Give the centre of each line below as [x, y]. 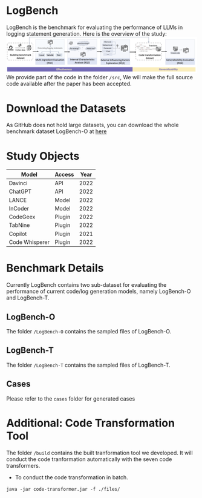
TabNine [19, 225]
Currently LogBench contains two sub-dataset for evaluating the [86, 285]
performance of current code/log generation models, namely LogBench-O [99, 292]
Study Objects [43, 156]
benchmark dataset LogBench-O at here [57, 131]
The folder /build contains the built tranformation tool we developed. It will [99, 453]
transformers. [23, 465]
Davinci [18, 183]
